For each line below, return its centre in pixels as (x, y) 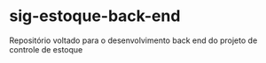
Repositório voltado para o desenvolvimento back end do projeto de (133, 40)
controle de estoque (46, 49)
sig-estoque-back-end (95, 16)
